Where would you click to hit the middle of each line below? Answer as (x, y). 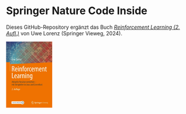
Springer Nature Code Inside (77, 11)
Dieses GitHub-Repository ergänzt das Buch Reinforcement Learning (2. (93, 27)
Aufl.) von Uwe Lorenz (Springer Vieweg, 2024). (64, 33)
